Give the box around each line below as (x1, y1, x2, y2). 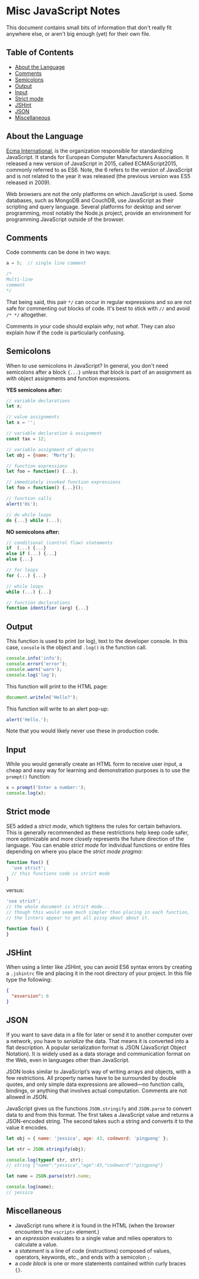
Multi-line (6, 277, 33, 283)
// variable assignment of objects (6, 446, 94, 452)
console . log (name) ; (6, 1184, 55, 1190)
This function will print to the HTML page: (6, 682, 108, 690)
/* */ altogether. (6, 311, 48, 318)
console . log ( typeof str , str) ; (6, 1157, 84, 1163)
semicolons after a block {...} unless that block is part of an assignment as (6, 368, 192, 375)
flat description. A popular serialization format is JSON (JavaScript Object (6, 1044, 187, 1051)
